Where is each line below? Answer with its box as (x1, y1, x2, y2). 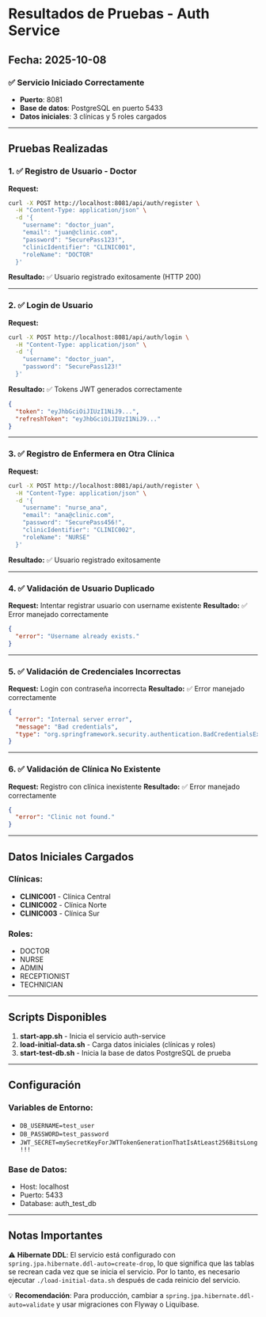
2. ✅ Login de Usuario (8, 300, 93, 311)
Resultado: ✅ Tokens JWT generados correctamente (8, 384, 182, 394)
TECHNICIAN (19, 980, 63, 990)
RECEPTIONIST (19, 972, 70, 981)
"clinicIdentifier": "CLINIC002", (22, 526, 136, 535)
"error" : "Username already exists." (15, 632, 140, 640)
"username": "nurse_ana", (22, 504, 108, 512)
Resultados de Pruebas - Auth (8, 5, 210, 23)
